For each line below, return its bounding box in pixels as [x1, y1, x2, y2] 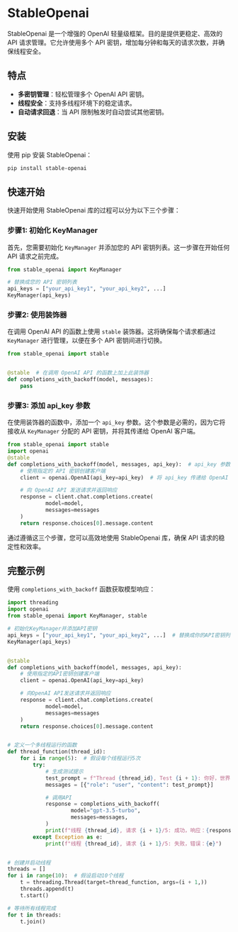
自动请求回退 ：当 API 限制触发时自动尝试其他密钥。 [17, 108, 169, 116]
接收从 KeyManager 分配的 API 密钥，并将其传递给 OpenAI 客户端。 [7, 427, 200, 436]
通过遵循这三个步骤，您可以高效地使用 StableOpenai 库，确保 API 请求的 [7, 533, 219, 542]
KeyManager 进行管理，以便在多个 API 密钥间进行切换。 [7, 336, 166, 345]
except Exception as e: [33, 834, 103, 841]
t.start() [20, 892, 50, 899]
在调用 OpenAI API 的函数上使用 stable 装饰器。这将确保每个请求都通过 [7, 327, 216, 336]
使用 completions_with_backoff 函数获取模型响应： [7, 585, 156, 593]
